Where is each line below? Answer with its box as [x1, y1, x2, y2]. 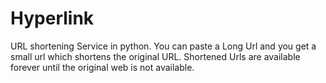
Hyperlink [10, 7, 95, 30]
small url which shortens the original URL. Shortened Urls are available [10, 50, 301, 62]
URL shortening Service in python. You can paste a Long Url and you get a [10, 40, 317, 52]
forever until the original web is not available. [10, 61, 195, 73]
